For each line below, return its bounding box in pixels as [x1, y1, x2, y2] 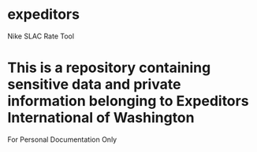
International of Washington [7, 109, 195, 127]
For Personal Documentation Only [7, 135, 117, 144]
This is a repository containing [7, 59, 211, 77]
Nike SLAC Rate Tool [7, 31, 75, 41]
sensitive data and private [7, 76, 181, 93]
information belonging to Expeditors [7, 92, 249, 110]
